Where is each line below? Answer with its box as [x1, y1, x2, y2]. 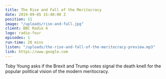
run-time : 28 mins [5, 40, 43, 45]
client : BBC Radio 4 [5, 26, 48, 31]
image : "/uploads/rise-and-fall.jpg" [5, 21, 84, 26]
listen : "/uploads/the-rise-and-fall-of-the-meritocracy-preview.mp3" [5, 44, 155, 49]
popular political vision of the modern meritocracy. [5, 68, 109, 74]
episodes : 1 [5, 35, 30, 40]
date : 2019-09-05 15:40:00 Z [5, 12, 66, 17]
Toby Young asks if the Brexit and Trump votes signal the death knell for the [5, 63, 161, 69]
